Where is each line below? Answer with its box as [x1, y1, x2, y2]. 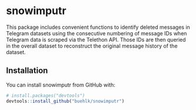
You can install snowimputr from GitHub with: [6, 81, 116, 88]
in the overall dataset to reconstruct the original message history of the [6, 42, 178, 49]
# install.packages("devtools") [6, 92, 85, 98]
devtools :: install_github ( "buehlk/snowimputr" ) [6, 98, 125, 104]
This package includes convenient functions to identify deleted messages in [6, 24, 191, 31]
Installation [6, 66, 48, 76]
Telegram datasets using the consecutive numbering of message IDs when [6, 29, 187, 36]
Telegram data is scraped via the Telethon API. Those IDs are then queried [6, 36, 186, 43]
